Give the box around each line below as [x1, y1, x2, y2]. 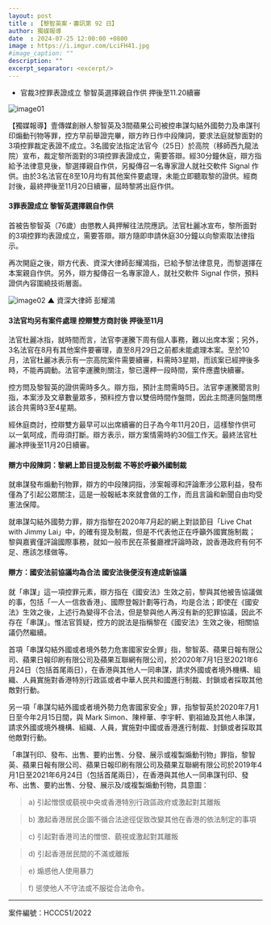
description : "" [8, 57, 63, 65]
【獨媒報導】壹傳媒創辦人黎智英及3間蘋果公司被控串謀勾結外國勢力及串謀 [8, 120, 253, 130]
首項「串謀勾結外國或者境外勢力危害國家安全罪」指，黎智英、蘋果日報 [8, 644, 242, 654]
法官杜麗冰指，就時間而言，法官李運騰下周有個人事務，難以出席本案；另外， [8, 335, 263, 344]
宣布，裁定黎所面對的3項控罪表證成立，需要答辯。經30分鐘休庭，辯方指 [22, 150, 262, 160]
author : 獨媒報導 [8, 27, 62, 35]
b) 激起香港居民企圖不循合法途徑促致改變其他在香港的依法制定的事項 [27, 814, 256, 824]
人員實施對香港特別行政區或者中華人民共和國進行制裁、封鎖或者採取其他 [22, 674, 263, 684]
